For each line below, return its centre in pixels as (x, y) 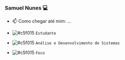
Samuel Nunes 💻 (26, 8)
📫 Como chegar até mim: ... (42, 21)
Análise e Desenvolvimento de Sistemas (77, 43)
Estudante (46, 34)
